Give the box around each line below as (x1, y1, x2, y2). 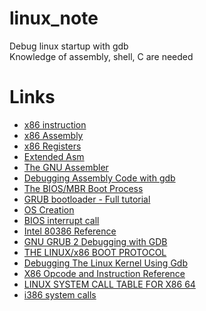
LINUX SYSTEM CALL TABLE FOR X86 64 (23, 278, 196, 290)
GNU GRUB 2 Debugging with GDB (23, 235, 168, 247)
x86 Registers (23, 140, 82, 152)
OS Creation (23, 203, 75, 216)
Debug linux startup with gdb (9, 40, 129, 52)
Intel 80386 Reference (23, 225, 117, 237)
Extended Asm (23, 150, 85, 162)
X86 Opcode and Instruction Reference (23, 267, 186, 279)
